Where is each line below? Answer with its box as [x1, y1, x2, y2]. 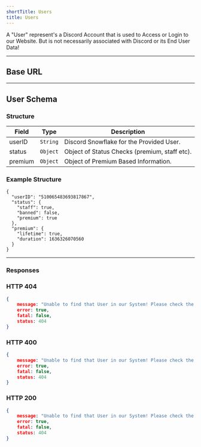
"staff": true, [17, 205, 55, 211]
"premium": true [17, 215, 58, 221]
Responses [6, 266, 40, 275]
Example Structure [6, 175, 62, 183]
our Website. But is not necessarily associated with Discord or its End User [6, 37, 190, 44]
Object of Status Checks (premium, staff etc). [64, 148, 192, 156]
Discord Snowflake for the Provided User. [64, 138, 181, 146]
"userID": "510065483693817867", [11, 194, 95, 200]
